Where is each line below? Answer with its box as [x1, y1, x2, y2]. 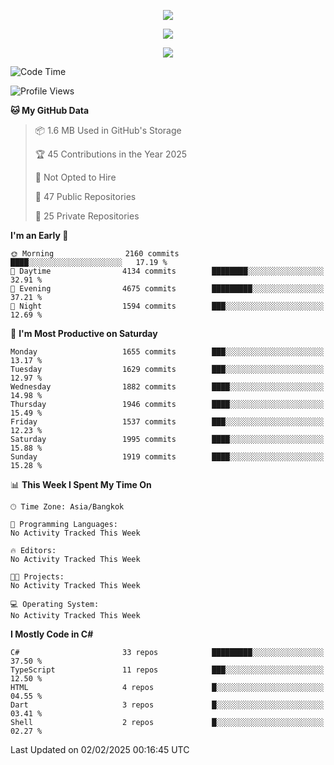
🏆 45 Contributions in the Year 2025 [34, 148, 188, 160]
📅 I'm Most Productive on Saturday [10, 328, 158, 339]
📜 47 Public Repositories [34, 191, 137, 202]
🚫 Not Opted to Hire [34, 171, 117, 183]
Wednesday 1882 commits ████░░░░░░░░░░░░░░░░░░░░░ [10, 382, 325, 392]
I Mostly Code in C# [10, 628, 94, 640]
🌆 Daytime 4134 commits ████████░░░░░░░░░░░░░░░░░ [10, 266, 325, 276]
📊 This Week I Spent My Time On [10, 479, 152, 490]
